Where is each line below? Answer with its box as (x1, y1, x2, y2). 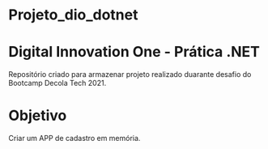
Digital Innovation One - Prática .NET (8, 43, 261, 62)
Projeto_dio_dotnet (8, 6, 138, 24)
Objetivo (8, 107, 67, 125)
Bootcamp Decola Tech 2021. (8, 79, 107, 88)
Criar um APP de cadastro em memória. (8, 134, 141, 143)
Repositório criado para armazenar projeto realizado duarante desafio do (8, 70, 252, 79)
